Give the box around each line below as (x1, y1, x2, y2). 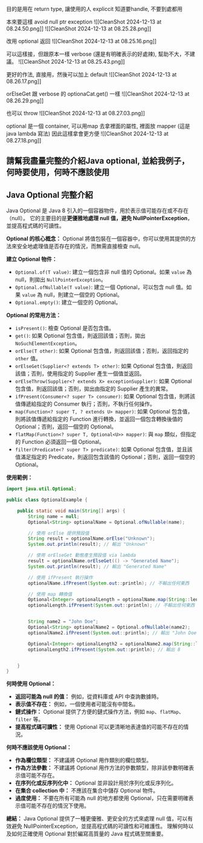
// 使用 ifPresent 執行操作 (28, 574, 93, 580)
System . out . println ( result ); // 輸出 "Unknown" (28, 542, 148, 548)
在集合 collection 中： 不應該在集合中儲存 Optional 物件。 (14, 787, 159, 794)
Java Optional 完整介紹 (6, 190, 94, 200)
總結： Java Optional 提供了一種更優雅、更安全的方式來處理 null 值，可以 (6, 815, 188, 822)
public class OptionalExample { (6, 497, 88, 503)
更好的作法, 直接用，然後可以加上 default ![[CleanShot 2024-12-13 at (6, 71, 177, 78)
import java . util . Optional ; (6, 486, 77, 492)
